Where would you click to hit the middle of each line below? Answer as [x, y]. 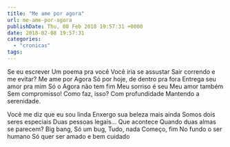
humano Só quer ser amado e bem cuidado [69, 136]
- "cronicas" [32, 46]
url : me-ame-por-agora [40, 20]
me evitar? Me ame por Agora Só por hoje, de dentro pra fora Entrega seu [112, 79]
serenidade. [24, 101]
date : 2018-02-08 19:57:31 [46, 33]
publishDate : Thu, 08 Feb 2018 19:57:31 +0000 [75, 26]
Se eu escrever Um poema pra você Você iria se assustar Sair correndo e [111, 71]
